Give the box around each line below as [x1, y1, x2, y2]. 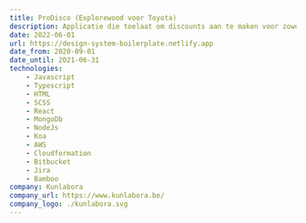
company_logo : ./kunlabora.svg [9, 199, 128, 209]
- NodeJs [25, 124, 59, 133]
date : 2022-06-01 [9, 30, 76, 39]
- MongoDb [25, 115, 64, 124]
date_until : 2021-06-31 [9, 56, 100, 65]
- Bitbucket [25, 157, 71, 167]
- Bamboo [25, 174, 59, 183]
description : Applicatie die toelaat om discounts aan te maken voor [9, 22, 280, 31]
